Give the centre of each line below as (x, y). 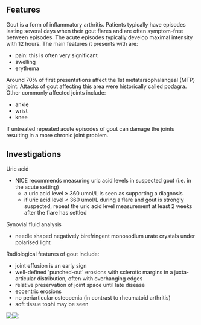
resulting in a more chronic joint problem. (57, 135)
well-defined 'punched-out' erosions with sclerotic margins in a (94, 272)
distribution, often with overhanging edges (90, 278)
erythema (27, 68)
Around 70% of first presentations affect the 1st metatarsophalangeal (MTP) (101, 80)
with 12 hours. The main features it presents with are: (72, 43)
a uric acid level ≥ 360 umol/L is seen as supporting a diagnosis (103, 193)
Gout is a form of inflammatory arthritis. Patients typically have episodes (96, 24)
